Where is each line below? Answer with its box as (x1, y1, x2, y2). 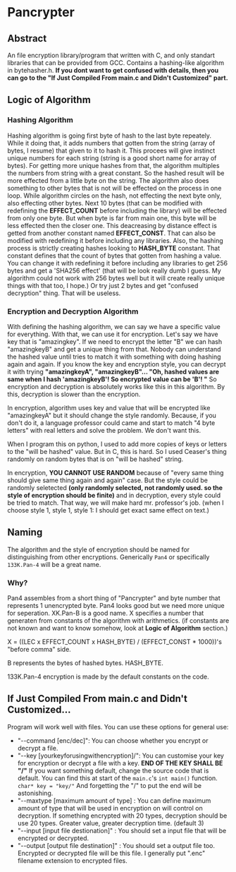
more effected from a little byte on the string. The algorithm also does (7, 176, 209, 184)
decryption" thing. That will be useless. (7, 289, 121, 297)
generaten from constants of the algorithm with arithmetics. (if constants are (7, 616, 230, 625)
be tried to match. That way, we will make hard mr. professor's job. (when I (7, 498, 224, 507)
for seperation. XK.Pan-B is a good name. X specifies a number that (7, 609, 204, 618)
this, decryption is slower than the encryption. (7, 390, 141, 398)
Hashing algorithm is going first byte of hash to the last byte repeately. (7, 131, 212, 140)
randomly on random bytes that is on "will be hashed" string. (7, 455, 184, 463)
